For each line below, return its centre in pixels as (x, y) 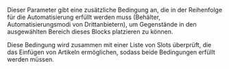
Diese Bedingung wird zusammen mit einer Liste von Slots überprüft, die (109, 45)
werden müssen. (31, 59)
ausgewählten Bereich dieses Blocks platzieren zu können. (90, 31)
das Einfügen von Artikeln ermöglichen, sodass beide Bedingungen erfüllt (111, 52)
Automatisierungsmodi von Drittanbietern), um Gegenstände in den (102, 24)
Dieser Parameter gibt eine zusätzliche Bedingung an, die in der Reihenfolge (115, 10)
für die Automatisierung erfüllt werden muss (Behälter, (84, 17)
